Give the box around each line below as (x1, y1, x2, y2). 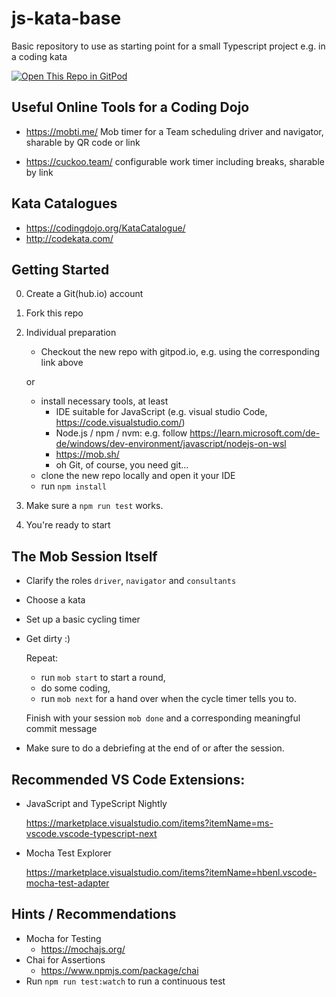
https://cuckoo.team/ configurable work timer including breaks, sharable (25, 155, 325, 167)
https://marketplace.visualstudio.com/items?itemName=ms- (25, 817, 274, 829)
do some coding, (40, 682, 111, 694)
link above (40, 357, 84, 369)
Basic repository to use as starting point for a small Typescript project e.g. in (11, 40, 326, 52)
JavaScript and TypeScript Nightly (25, 798, 168, 809)
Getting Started (11, 261, 110, 278)
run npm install (40, 480, 108, 492)
